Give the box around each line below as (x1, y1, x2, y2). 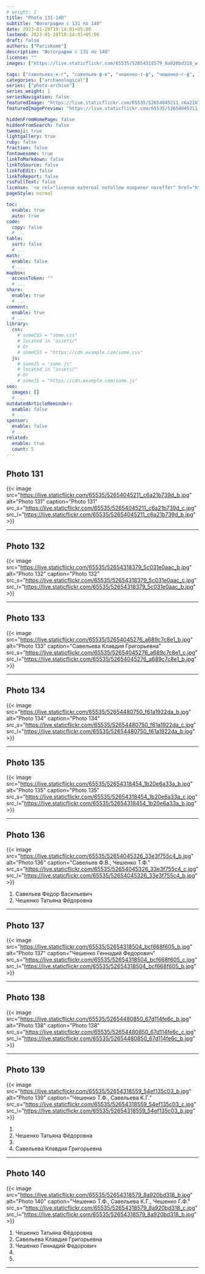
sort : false (12, 241, 43, 248)
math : (6, 252, 20, 259)
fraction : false (6, 145, 48, 151)
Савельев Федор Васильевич (15, 890, 93, 898)
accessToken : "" (12, 275, 53, 281)
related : (6, 434, 29, 441)
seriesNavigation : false (6, 94, 70, 100)
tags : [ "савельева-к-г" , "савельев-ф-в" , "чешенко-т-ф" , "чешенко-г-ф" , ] (6, 71, 201, 77)
